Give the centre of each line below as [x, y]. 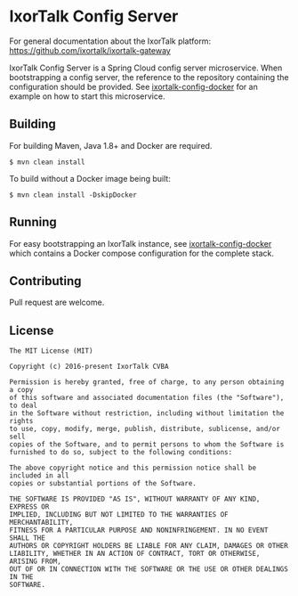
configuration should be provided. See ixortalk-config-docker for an [133, 86]
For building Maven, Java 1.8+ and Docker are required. [111, 145]
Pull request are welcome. [57, 302]
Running [33, 222]
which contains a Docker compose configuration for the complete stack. [141, 253]
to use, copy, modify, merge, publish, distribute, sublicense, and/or [145, 429]
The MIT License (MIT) [51, 351]
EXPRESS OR [29, 507]
